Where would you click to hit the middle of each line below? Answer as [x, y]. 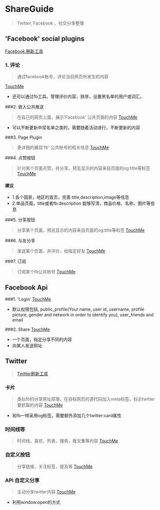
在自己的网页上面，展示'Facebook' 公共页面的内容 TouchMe [77, 117]
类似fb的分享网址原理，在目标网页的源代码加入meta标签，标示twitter [86, 399]
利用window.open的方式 [36, 502]
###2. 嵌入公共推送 [25, 107]
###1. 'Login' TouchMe [28, 299]
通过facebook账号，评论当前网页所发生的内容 [62, 77]
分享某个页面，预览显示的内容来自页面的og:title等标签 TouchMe [81, 230]
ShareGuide [29, 9]
